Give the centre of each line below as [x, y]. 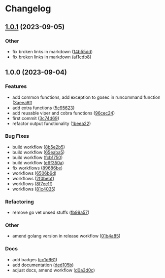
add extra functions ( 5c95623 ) [43, 108]
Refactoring [20, 201]
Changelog [28, 9]
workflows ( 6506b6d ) [34, 173]
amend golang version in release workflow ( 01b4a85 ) [66, 236]
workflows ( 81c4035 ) [34, 189]
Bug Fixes [17, 136]
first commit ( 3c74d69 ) [36, 118]
